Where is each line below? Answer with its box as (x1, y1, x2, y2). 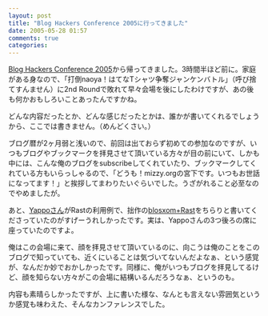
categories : (8, 42, 48, 50)
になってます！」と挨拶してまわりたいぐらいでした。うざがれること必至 (8, 178, 246, 188)
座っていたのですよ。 (8, 226, 78, 235)
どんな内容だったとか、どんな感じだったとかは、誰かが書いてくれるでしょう (8, 111, 260, 121)
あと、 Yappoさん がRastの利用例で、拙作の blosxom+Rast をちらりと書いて (8, 206, 251, 215)
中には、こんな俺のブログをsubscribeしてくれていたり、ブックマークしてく (8, 158, 258, 168)
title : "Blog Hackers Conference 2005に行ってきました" (8, 19, 189, 27)
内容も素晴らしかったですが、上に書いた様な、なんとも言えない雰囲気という (8, 290, 261, 299)
